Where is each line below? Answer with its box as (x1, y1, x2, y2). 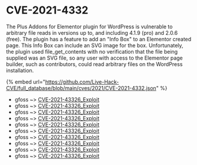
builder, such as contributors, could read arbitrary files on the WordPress (6, 60, 183, 68)
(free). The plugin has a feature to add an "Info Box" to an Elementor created (6, 35, 192, 42)
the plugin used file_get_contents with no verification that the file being (6, 48, 178, 55)
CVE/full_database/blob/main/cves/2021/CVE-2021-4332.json (6, 84, 157, 91)
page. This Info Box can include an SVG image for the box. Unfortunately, (6, 42, 183, 49)
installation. (6, 67, 34, 74)
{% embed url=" (6, 78, 46, 85)
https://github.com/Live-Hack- (45, 78, 119, 85)
